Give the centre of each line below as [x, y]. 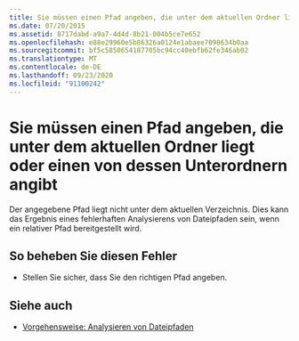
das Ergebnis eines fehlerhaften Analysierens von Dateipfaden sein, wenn [145, 218]
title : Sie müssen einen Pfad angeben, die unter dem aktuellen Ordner [145, 17]
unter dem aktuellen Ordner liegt [132, 146]
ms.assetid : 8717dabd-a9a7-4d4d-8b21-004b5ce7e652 [105, 34]
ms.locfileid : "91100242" [57, 84]
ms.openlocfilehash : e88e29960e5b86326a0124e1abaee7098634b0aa [129, 42]
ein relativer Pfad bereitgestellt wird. [76, 228]
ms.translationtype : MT [53, 59]
